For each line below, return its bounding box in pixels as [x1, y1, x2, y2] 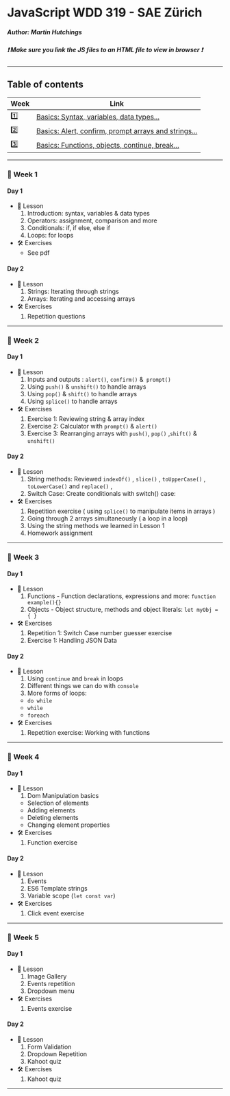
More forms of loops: [27, 689, 87, 698]
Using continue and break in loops [27, 674, 123, 683]
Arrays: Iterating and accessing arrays [27, 294, 136, 303]
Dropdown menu [27, 987, 75, 995]
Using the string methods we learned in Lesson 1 [27, 522, 165, 529]
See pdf [27, 249, 50, 257]
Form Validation [27, 1042, 72, 1051]
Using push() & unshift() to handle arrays [27, 383, 146, 391]
